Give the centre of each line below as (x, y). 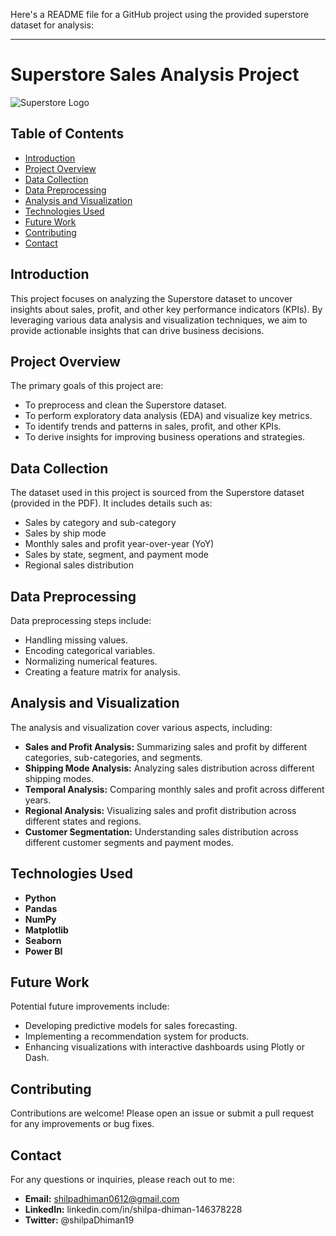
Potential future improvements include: (90, 1006)
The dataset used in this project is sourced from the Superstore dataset (157, 493)
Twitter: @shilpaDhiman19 (79, 1220)
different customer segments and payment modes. (129, 842)
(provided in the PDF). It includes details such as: (111, 503)
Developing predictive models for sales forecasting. (131, 1026)
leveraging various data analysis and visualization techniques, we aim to (159, 320)
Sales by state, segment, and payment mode (116, 555)
